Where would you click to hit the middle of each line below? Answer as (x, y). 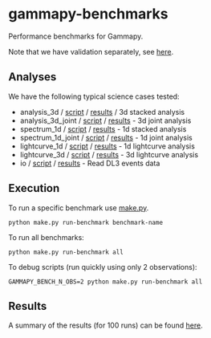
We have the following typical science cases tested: (94, 96)
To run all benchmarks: (46, 237)
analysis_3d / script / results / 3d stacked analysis (102, 112)
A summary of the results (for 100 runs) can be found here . (105, 325)
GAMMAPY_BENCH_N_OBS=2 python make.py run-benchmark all (105, 282)
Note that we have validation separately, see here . (91, 51)
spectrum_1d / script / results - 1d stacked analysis (103, 128)
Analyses (32, 77)
